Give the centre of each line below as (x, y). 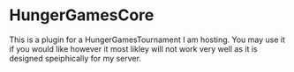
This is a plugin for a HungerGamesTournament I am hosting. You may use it (147, 40)
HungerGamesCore (82, 15)
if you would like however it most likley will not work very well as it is (133, 48)
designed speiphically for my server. (75, 58)
